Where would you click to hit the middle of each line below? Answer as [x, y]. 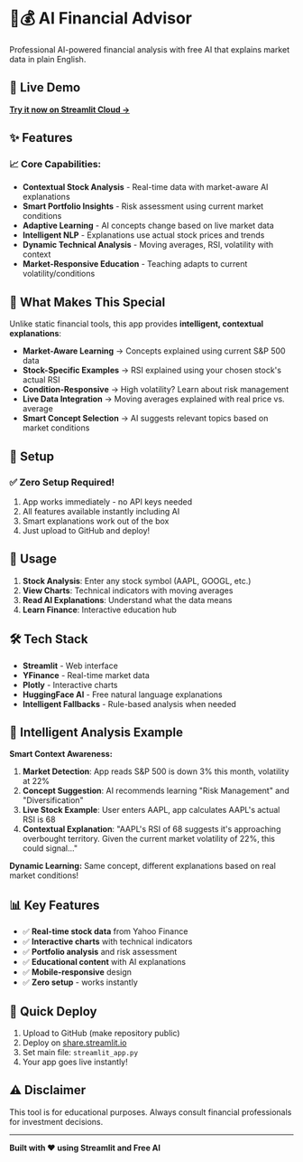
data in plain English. [48, 59]
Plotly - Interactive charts [70, 685]
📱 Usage [33, 559]
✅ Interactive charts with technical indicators [107, 941]
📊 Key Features [55, 905]
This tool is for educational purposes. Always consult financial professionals [151, 1112]
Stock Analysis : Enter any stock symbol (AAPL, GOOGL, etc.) [137, 581]
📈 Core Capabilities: [55, 165]
